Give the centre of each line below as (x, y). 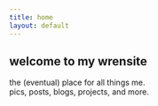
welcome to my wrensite (79, 61)
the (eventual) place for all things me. (77, 83)
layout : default (39, 26)
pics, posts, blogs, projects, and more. (79, 92)
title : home (31, 17)
